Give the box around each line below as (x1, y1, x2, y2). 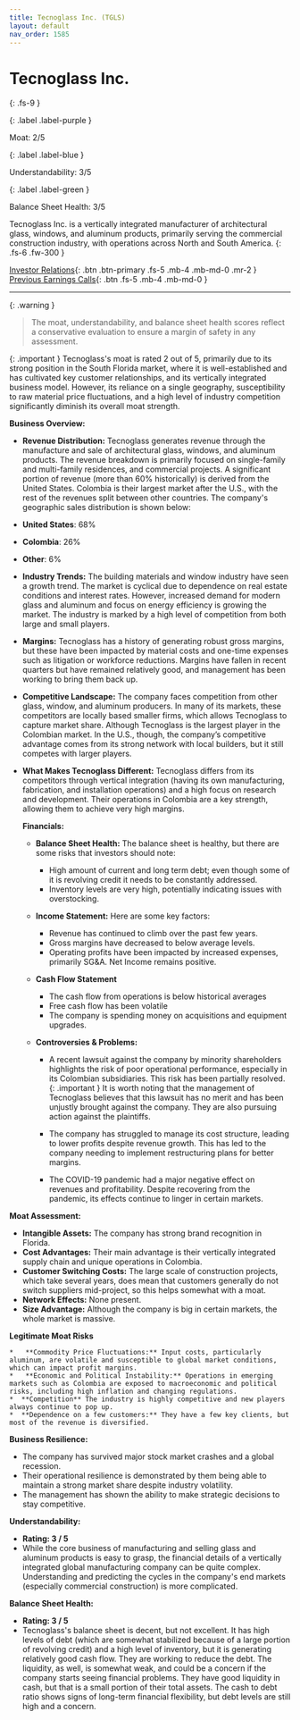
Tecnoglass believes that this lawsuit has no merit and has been (48, 1092, 284, 1103)
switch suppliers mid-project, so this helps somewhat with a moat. (21, 1285, 266, 1296)
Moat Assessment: (9, 1211, 81, 1221)
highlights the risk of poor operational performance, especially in (48, 1064, 287, 1075)
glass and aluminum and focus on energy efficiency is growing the (21, 600, 267, 610)
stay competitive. (21, 1498, 87, 1510)
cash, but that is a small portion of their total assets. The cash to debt (21, 1682, 278, 1693)
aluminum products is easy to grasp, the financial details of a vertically (21, 1552, 282, 1564)
